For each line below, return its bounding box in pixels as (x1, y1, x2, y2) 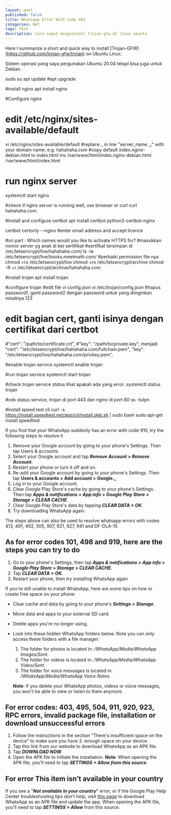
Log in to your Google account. (12, 481, 78, 487)
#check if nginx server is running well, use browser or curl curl (5, 202, 137, 208)
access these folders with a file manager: (12, 636, 100, 642)
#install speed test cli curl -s (5, 406, 65, 413)
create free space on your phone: (5, 591, 76, 597)
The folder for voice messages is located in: (20, 667, 113, 674)
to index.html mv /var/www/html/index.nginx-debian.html (31, 152, 152, 158)
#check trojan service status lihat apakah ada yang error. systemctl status (5, 381, 161, 387)
